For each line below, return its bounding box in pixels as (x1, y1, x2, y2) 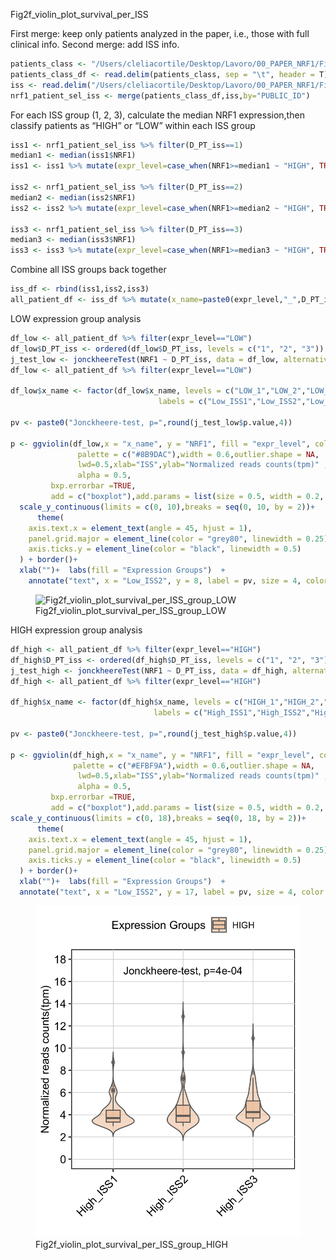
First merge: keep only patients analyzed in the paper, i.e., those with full (10, 28, 310, 39)
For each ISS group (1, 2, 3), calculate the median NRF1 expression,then (10, 109, 305, 121)
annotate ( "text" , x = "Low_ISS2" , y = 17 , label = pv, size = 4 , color (19, 887, 325, 897)
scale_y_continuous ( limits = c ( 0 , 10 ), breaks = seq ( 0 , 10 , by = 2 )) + (19, 502, 316, 512)
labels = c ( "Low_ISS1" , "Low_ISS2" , (158, 397, 307, 407)
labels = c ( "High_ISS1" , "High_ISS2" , (153, 708, 311, 718)
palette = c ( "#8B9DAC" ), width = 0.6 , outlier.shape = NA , (77, 449, 320, 459)
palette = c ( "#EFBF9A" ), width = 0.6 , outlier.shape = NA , (73, 760, 315, 771)
